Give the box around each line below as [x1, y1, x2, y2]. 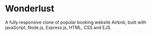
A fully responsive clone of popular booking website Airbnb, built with [5, 19, 147, 25]
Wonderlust [5, 3, 55, 14]
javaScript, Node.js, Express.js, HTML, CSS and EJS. [5, 24, 112, 30]
